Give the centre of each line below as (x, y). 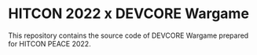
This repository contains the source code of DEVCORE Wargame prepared (128, 35)
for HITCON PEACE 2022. (50, 43)
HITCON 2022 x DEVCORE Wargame (129, 14)
